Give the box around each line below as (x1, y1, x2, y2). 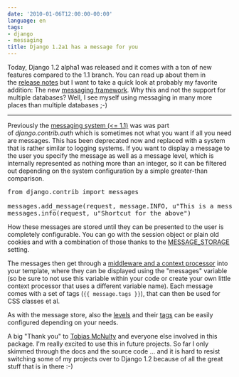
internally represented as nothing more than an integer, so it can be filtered (7, 159, 227, 167)
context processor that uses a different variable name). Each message (7, 282, 213, 290)
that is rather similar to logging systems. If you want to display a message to (7, 144, 230, 152)
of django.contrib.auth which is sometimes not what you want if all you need (7, 129, 232, 137)
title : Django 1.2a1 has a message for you (7, 43, 139, 51)
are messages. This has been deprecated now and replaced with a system (7, 137, 225, 144)
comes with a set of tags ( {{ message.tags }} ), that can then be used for (7, 290, 221, 297)
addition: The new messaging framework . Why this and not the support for (7, 86, 226, 94)
